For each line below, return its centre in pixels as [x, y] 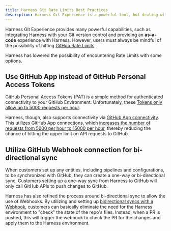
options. [14, 61]
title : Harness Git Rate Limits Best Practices [57, 10]
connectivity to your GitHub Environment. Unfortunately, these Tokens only [84, 102]
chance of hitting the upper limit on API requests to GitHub [67, 134]
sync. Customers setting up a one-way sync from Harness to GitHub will [81, 181]
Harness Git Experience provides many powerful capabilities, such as [78, 29]
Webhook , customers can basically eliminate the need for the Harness [79, 207]
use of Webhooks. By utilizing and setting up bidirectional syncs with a [79, 201]
